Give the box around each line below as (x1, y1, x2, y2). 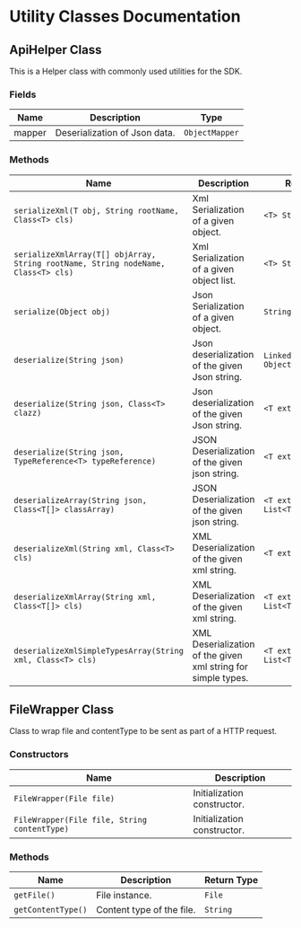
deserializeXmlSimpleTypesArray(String (13, 645, 184, 656)
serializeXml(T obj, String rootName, (13, 205, 179, 216)
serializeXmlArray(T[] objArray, (13, 249, 157, 260)
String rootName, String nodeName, (13, 258, 166, 269)
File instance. (95, 889, 152, 901)
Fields (9, 88, 37, 101)
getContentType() (13, 905, 88, 915)
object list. (192, 274, 236, 287)
